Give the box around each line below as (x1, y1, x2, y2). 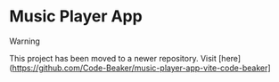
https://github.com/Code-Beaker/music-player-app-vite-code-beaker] (12, 62, 271, 73)
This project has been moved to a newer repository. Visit (9, 53, 217, 63)
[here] (217, 53, 242, 63)
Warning (9, 36, 40, 46)
